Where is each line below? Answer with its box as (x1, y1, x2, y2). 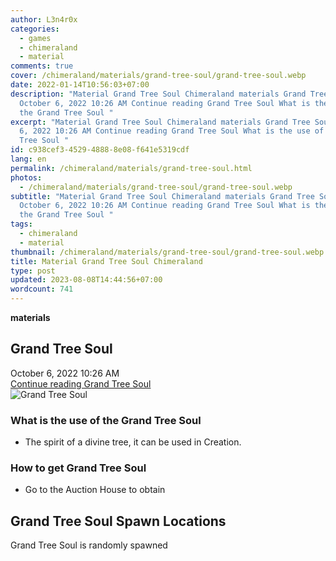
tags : (10, 219, 33, 230)
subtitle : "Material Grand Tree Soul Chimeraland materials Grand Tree (10, 191, 315, 201)
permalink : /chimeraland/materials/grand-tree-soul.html (10, 163, 253, 173)
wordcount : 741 (10, 284, 74, 295)
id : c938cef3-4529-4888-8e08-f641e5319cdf (10, 145, 190, 155)
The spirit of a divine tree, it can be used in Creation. (24, 436, 242, 448)
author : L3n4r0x (10, 14, 78, 25)
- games (19, 33, 52, 43)
